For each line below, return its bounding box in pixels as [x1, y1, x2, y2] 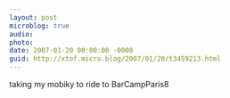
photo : [9, 37, 34, 47]
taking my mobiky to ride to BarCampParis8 [9, 79, 169, 89]
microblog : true [9, 21, 70, 30]
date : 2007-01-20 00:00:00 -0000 [9, 46, 134, 55]
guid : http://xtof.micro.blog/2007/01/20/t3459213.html [9, 54, 221, 63]
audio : [9, 29, 34, 38]
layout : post [9, 12, 58, 22]
